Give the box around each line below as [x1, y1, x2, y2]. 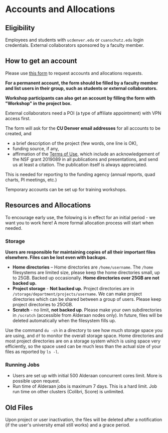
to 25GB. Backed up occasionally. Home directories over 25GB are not [12, 275, 159, 281]
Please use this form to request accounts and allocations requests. [5, 70, 143, 76]
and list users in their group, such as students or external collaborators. [5, 85, 158, 91]
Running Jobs [5, 361, 40, 368]
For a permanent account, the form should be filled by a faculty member [5, 79, 158, 86]
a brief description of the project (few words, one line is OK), [12, 140, 138, 146]
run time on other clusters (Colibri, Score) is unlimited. [12, 389, 124, 395]
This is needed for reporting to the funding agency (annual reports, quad [5, 171, 155, 177]
